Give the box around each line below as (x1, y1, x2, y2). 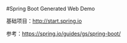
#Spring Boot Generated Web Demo (6, 5, 95, 12)
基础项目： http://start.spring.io (6, 17, 82, 24)
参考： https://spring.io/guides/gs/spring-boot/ (6, 30, 121, 37)
